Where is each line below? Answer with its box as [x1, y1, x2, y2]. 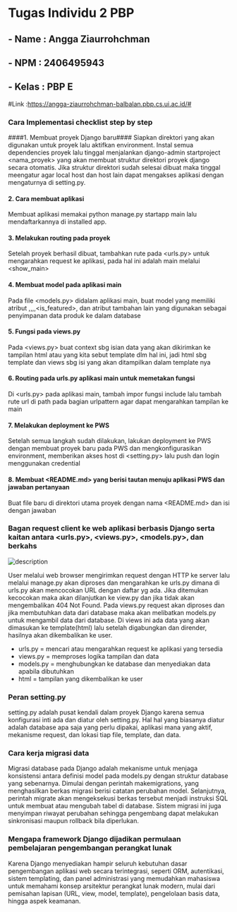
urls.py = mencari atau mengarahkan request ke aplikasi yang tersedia [18, 644, 223, 653]
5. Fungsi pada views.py [8, 327, 81, 336]
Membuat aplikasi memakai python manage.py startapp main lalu [8, 210, 197, 219]
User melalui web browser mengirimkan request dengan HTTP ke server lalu [8, 571, 230, 579]
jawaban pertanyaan [8, 482, 70, 491]
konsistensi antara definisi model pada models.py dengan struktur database [8, 772, 229, 780]
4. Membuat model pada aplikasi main [8, 281, 122, 289]
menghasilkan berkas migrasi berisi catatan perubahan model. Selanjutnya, [8, 786, 226, 795]
